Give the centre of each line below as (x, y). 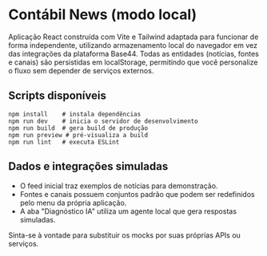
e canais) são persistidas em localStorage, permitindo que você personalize (133, 62)
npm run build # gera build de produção (78, 128)
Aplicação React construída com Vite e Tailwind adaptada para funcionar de (133, 37)
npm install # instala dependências (75, 114)
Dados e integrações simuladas (88, 166)
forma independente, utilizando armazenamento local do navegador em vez (133, 45)
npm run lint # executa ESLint (64, 142)
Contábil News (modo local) (103, 15)
